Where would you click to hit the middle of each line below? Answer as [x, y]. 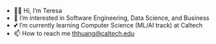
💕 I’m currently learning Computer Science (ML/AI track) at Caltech [108, 25]
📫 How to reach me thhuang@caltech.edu [74, 33]
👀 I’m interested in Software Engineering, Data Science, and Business [111, 18]
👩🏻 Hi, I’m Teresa [38, 11]
